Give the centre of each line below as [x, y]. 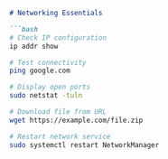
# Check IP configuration [58, 37]
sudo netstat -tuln [46, 96]
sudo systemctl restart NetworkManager [84, 145]
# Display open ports [50, 87]
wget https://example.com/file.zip [76, 120]
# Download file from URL [58, 112]
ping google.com [40, 71]
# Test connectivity [48, 62]
